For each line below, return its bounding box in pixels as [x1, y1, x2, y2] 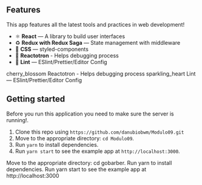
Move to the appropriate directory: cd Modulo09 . [15, 134, 135, 141]
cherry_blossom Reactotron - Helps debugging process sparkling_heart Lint [6, 70, 196, 77]
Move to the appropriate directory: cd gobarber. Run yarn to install [6, 159, 172, 166]
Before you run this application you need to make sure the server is [6, 110, 174, 117]
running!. [6, 116, 29, 123]
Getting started [6, 94, 66, 105]
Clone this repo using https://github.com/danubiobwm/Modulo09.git [15, 128, 184, 135]
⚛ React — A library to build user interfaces [15, 33, 126, 40]
